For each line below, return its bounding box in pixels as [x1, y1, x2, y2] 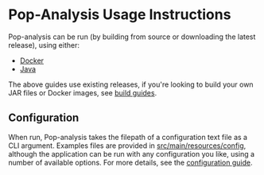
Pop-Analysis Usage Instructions [8, 6, 231, 24]
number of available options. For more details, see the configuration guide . [8, 157, 253, 167]
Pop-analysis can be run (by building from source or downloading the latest [8, 32, 256, 41]
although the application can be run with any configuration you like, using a [8, 149, 255, 158]
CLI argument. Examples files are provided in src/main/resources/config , [8, 141, 247, 150]
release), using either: [8, 40, 80, 49]
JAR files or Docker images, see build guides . [8, 87, 157, 97]
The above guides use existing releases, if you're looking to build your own [8, 80, 254, 89]
